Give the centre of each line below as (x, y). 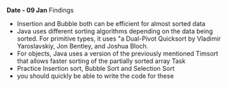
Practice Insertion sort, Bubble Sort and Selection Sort (96, 68)
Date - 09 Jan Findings (40, 10)
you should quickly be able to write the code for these (95, 76)
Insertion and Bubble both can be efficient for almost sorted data (111, 24)
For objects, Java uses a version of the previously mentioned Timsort (118, 53)
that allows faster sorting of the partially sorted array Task (101, 61)
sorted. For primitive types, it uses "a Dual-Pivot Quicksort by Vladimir (119, 39)
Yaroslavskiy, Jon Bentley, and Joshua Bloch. (83, 46)
